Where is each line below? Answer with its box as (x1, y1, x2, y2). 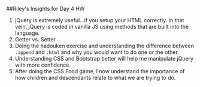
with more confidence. (14, 61, 71, 68)
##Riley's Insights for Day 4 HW (6, 5, 85, 12)
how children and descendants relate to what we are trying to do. (14, 74, 176, 81)
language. (14, 29, 40, 37)
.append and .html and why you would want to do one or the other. (14, 49, 180, 56)
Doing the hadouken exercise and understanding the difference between (14, 42, 195, 49)
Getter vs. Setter (14, 36, 56, 43)
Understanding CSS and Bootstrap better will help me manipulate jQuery (14, 55, 193, 62)
